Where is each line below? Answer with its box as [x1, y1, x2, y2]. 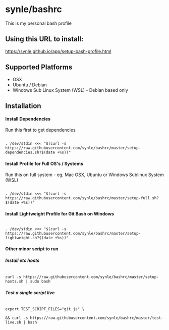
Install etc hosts [5, 257, 40, 263]
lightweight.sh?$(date [5, 235, 53, 240]
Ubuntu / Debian [12, 82, 47, 88]
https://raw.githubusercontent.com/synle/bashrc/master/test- [30, 315, 164, 321]
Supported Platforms [5, 63, 73, 72]
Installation [5, 101, 41, 110]
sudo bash [30, 279, 51, 284]
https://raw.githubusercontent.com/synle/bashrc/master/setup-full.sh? [5, 196, 159, 201]
